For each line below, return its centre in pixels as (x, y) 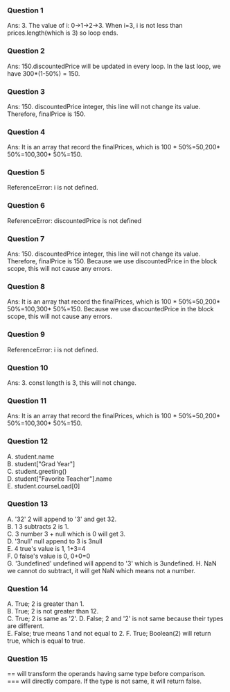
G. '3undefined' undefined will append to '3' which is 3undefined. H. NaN (112, 563)
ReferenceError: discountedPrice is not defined (74, 220)
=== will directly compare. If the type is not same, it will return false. (105, 681)
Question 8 (26, 287)
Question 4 (26, 132)
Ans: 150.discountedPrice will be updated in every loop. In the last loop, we (114, 66)
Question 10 (28, 368)
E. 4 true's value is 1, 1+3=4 (46, 548)
